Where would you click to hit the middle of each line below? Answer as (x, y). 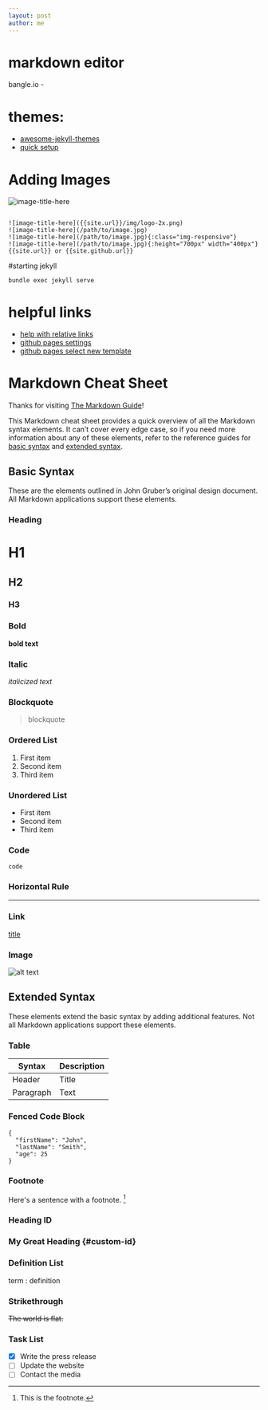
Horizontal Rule (39, 887)
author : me (26, 23)
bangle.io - (26, 85)
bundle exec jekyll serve (51, 281)
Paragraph (32, 1093)
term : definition (34, 1280)
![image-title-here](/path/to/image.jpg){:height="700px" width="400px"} (134, 244)
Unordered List (38, 795)
